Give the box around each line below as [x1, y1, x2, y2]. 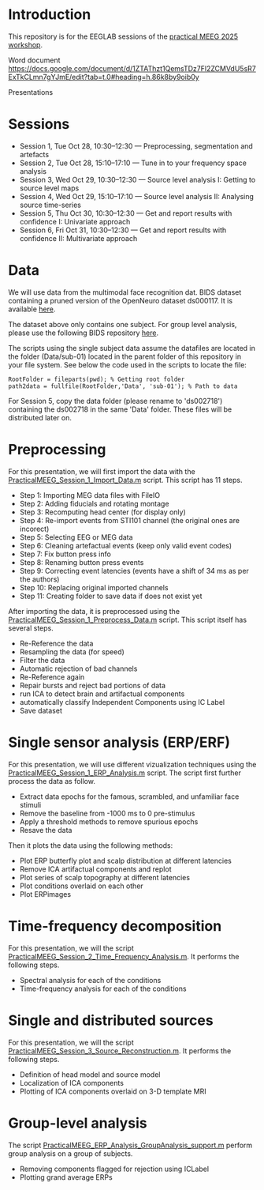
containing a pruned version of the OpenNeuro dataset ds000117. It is [8, 296, 233, 305]
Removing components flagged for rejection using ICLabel [19, 1164, 210, 1173]
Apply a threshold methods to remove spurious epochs [19, 816, 199, 827]
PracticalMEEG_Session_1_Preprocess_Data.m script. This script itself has [8, 615, 247, 624]
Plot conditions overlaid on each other [19, 881, 143, 891]
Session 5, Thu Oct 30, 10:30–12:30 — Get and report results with [19, 208, 232, 218]
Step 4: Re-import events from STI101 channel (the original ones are [19, 515, 240, 525]
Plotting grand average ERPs [19, 1172, 113, 1182]
